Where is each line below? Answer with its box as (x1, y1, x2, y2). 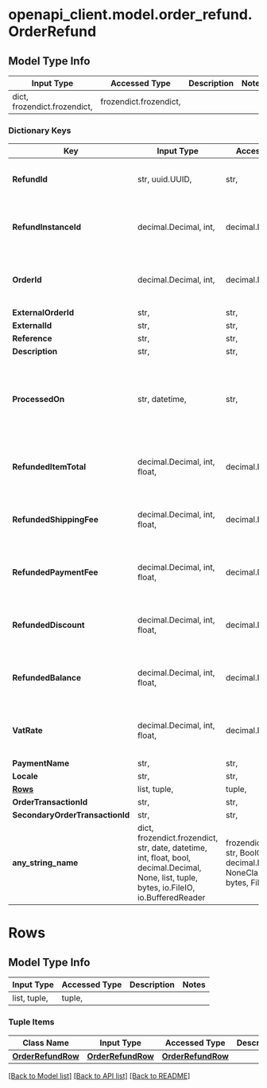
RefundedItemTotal (12, 462, 87, 473)
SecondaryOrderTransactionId (12, 809, 130, 821)
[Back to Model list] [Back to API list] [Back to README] (8, 1070, 191, 1080)
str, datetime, (137, 394, 187, 405)
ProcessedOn (12, 394, 65, 405)
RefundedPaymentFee (12, 567, 99, 578)
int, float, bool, (137, 852, 191, 864)
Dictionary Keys (8, 125, 72, 136)
